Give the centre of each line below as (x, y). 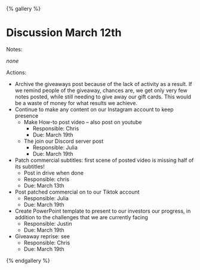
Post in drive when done (53, 173)
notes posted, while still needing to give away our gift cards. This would (103, 96)
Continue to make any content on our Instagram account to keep (94, 109)
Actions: (16, 72)
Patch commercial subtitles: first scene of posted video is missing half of (104, 160)
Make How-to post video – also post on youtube (83, 122)
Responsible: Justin (48, 223)
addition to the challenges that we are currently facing (81, 217)
